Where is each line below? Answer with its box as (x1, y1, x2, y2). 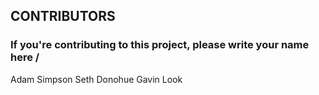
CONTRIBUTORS (10, 8, 116, 25)
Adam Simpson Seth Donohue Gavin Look (10, 73, 183, 85)
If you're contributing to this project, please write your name (10, 38, 310, 52)
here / (10, 50, 40, 64)
